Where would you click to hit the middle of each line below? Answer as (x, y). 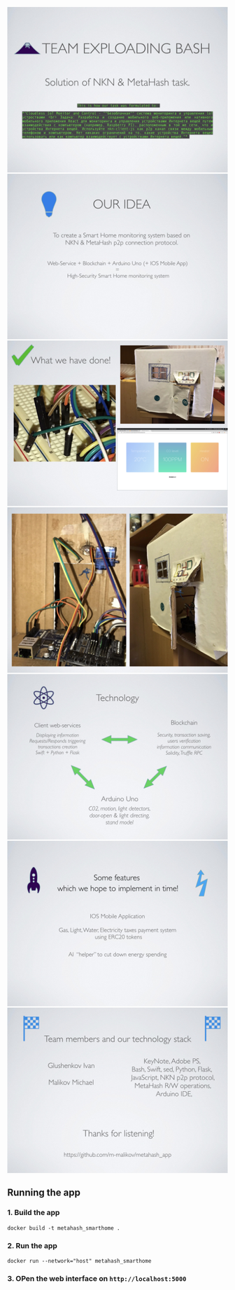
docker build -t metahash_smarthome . (64, 1228)
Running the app (44, 1193)
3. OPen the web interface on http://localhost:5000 (97, 1278)
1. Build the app (34, 1213)
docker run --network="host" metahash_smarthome (79, 1261)
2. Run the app (33, 1245)
